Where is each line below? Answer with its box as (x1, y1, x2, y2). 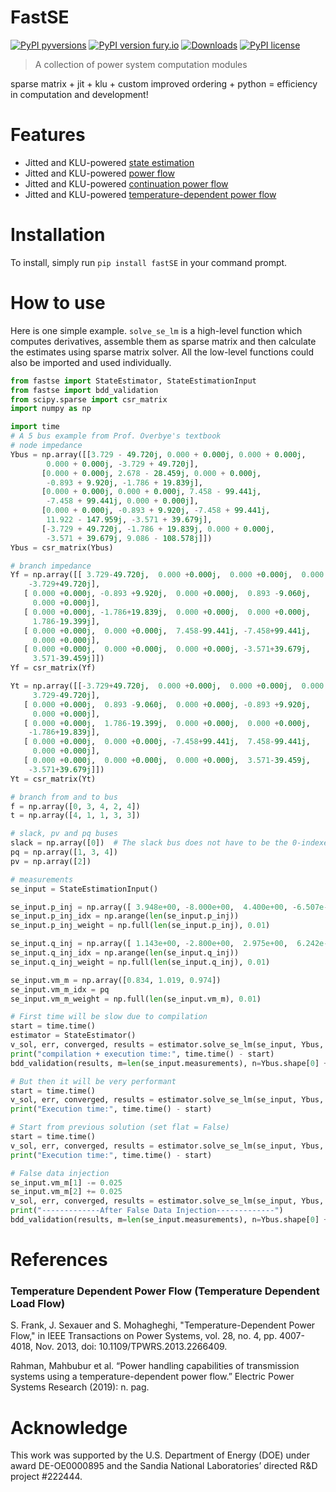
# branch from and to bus (10, 792, 118, 802)
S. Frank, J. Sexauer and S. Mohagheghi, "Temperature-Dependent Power (10, 1319, 316, 1331)
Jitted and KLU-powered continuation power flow (24, 177, 229, 190)
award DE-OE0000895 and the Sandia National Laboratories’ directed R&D (10, 1460, 318, 1472)
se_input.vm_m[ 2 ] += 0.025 (10, 1187, 123, 1197)
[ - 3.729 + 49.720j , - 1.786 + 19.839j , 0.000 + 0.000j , (41, 524, 275, 534)
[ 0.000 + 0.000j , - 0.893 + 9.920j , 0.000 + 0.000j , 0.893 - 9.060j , (23, 589, 311, 599)
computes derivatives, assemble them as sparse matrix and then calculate (10, 335, 317, 347)
